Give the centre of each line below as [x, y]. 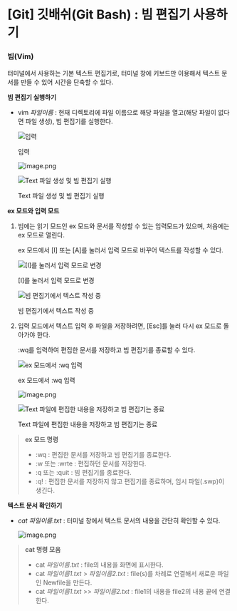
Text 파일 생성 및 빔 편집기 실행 [61, 196]
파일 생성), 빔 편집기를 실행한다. [69, 121]
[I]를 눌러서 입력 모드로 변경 [56, 281]
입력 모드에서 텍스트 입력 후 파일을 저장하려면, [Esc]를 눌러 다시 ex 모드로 [120, 326]
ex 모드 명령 [42, 440]
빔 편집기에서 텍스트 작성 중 [56, 311]
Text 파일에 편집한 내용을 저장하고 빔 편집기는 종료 [88, 424]
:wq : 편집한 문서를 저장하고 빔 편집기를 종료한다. [103, 455]
